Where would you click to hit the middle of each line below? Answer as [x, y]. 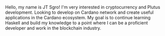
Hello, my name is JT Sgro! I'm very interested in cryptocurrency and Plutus [83, 7]
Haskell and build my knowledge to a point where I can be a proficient [77, 23]
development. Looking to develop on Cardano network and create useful [80, 12]
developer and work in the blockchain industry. [53, 28]
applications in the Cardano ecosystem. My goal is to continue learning [78, 18]
